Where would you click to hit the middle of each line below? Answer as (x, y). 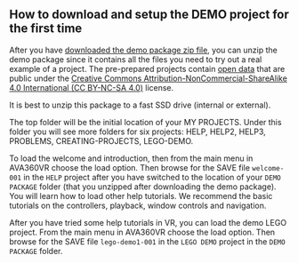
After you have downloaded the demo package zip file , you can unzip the (143, 50)
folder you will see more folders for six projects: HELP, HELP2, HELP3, (138, 131)
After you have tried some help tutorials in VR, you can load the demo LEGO (148, 222)
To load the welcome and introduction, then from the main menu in (131, 158)
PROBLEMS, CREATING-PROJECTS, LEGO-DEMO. (101, 140)
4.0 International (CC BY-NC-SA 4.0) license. (92, 87)
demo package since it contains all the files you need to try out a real (136, 59)
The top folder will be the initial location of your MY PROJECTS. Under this (145, 122)
